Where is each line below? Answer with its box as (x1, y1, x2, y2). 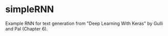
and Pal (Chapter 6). (5, 25, 48, 31)
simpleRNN (5, 4, 54, 15)
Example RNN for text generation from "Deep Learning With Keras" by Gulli (5, 20, 163, 26)
